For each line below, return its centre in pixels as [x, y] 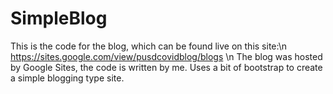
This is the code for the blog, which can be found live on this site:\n [148, 46]
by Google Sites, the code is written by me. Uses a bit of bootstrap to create [166, 67]
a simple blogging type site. [67, 78]
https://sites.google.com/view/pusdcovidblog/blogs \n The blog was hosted [166, 56]
